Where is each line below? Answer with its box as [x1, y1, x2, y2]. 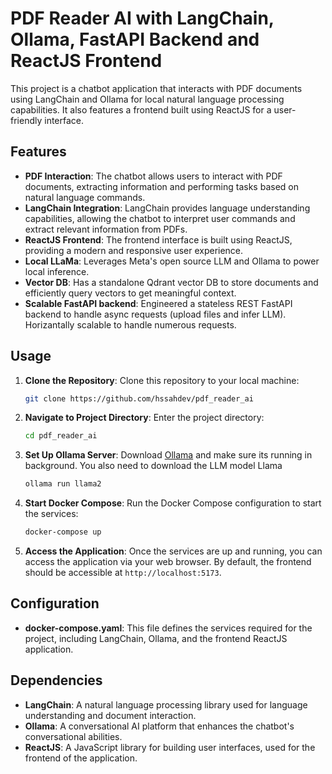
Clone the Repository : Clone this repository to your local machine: [24, 374, 300, 386]
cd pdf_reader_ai [24, 431, 98, 441]
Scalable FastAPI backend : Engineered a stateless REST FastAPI [24, 297, 293, 309]
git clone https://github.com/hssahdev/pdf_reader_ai [24, 393, 254, 404]
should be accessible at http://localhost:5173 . [24, 567, 222, 579]
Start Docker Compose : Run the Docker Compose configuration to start [24, 497, 322, 509]
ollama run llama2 [24, 479, 102, 489]
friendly [10, 114, 43, 126]
